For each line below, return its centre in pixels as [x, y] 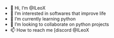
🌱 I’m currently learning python [43, 19]
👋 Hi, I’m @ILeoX [28, 8]
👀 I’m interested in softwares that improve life [58, 13]
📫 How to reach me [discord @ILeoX [50, 30]
